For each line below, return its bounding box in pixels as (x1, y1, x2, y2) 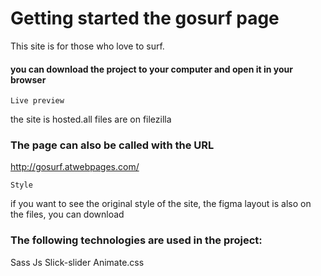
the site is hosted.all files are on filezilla (10, 113, 172, 126)
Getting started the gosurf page (10, 7, 280, 30)
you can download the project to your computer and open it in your (10, 63, 293, 75)
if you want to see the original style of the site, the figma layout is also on (10, 198, 312, 210)
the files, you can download (10, 208, 125, 221)
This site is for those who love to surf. (10, 40, 165, 52)
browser (10, 73, 47, 86)
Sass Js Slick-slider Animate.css (10, 256, 145, 268)
